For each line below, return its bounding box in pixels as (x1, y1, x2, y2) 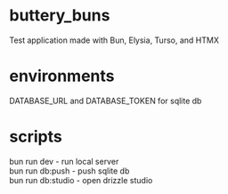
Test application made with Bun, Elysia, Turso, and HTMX (9, 35, 220, 45)
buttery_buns (9, 5, 110, 26)
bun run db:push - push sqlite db (9, 166, 130, 176)
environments (9, 66, 115, 86)
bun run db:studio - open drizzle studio (9, 174, 153, 185)
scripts (9, 126, 62, 147)
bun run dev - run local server (9, 156, 119, 166)
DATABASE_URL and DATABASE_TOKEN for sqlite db (9, 95, 202, 106)
